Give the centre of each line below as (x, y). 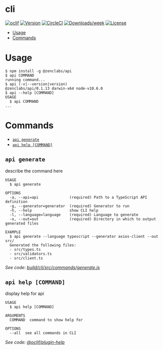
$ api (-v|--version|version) (36, 84)
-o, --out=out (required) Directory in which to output (83, 219)
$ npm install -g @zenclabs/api (38, 71)
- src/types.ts (25, 249)
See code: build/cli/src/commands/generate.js (53, 267)
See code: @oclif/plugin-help (35, 342)
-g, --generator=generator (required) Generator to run (70, 206)
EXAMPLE (13, 232)
